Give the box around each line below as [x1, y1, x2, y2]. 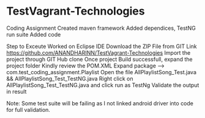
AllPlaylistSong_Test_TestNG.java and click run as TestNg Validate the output [6, 81, 199, 89]
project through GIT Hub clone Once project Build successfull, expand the [6, 55, 193, 63]
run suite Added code [6, 30, 61, 38]
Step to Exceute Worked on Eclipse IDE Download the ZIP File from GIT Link [6, 43, 197, 50]
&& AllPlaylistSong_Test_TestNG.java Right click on [6, 75, 133, 82]
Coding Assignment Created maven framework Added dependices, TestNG [6, 24, 196, 32]
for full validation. [6, 106, 51, 113]
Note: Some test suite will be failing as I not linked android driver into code [6, 99, 194, 107]
